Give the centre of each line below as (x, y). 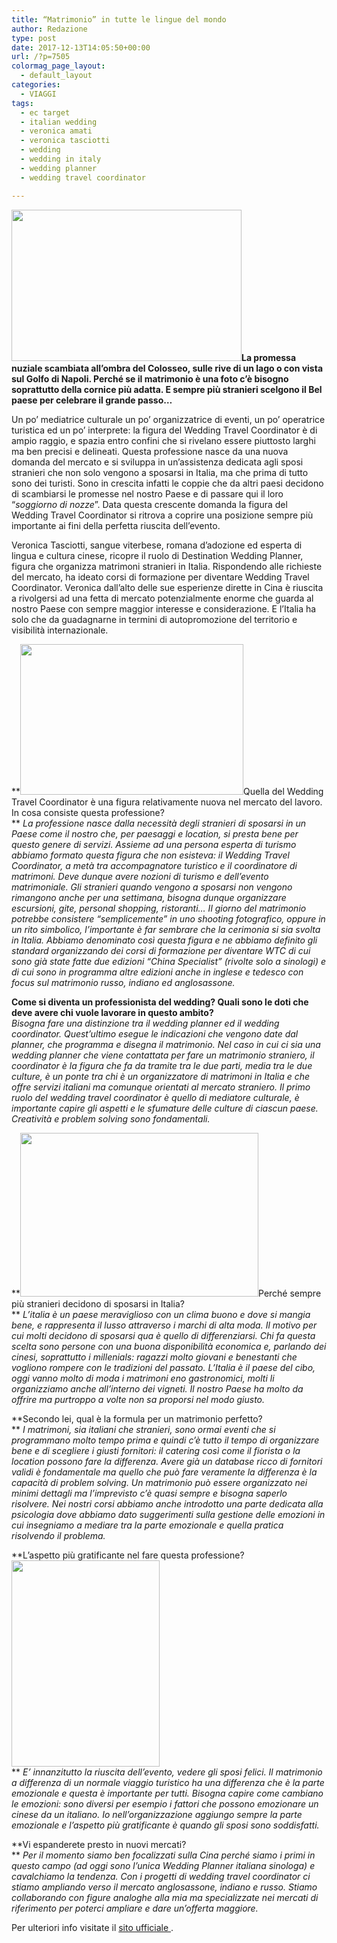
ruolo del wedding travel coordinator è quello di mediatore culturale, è (155, 1097)
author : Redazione (49, 29)
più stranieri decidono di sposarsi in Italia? (98, 1303)
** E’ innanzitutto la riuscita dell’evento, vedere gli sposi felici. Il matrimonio (167, 1772)
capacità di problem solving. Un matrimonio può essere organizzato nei (159, 1482)
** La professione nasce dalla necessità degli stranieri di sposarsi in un (159, 823)
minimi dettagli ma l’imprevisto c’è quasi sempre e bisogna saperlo (149, 1493)
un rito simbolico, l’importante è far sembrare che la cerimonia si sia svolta (166, 929)
